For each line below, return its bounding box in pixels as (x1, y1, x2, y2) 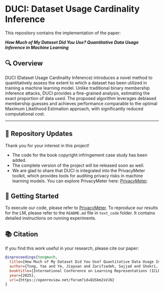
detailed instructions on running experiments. (5, 215, 97, 221)
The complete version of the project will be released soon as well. (12, 162, 145, 168)
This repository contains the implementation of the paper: (5, 30, 121, 36)
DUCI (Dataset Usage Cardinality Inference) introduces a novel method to (5, 75, 153, 80)
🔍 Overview (5, 59, 43, 68)
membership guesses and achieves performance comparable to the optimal (5, 100, 158, 106)
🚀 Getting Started (5, 192, 59, 200)
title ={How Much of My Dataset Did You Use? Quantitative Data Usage (9, 259, 154, 264)
